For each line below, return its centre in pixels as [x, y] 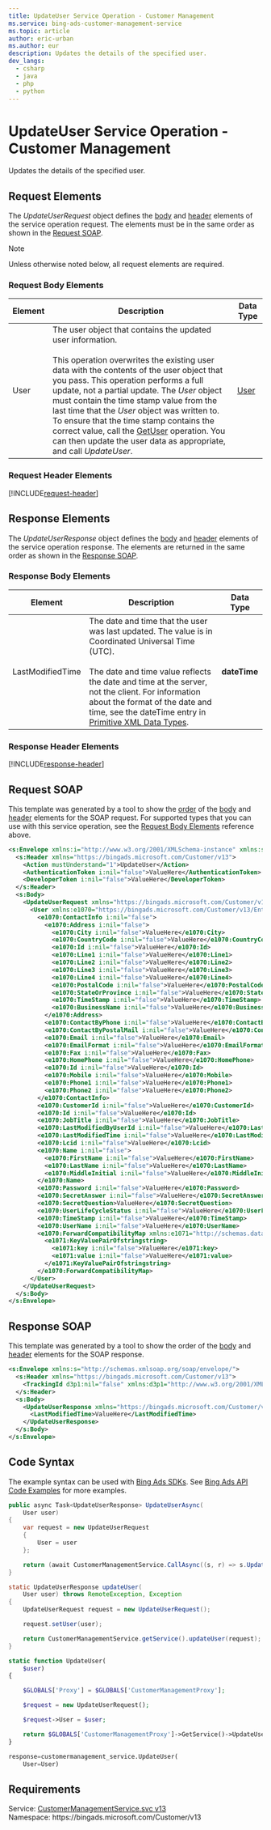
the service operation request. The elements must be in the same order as [131, 224]
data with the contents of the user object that [138, 371]
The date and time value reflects [150, 671]
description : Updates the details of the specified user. [108, 53]
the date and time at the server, [148, 681]
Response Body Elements [59, 576]
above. [20, 834]
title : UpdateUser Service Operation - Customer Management [112, 16]
